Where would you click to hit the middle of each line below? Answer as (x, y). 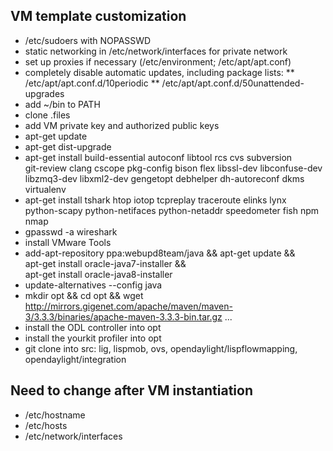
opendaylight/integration (75, 359)
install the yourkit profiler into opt (93, 338)
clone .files (47, 115)
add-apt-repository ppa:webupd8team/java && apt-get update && (160, 253)
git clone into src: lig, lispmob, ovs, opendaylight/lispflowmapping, (161, 348)
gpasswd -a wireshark (71, 231)
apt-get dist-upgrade (68, 146)
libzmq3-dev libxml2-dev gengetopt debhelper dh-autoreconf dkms (164, 178)
